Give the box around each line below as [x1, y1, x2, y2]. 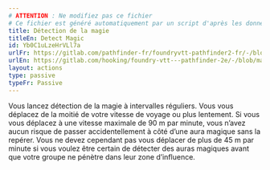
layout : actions [8, 64, 63, 72]
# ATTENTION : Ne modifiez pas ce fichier [8, 11, 153, 20]
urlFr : [8, 49, 31, 57]
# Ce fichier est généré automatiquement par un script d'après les [8, 19, 243, 27]
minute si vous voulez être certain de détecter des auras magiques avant [8, 144, 250, 153]
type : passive [8, 71, 56, 79]
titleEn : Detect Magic [8, 34, 84, 42]
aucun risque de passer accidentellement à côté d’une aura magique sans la [8, 126, 261, 136]
